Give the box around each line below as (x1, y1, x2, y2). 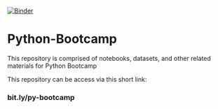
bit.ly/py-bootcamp (7, 92, 75, 102)
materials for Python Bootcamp (7, 61, 97, 70)
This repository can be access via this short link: (7, 75, 147, 83)
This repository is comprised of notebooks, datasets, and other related (7, 54, 212, 62)
